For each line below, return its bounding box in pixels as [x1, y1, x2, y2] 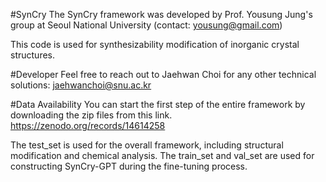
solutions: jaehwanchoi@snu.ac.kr [10, 79, 152, 91]
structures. [10, 49, 55, 61]
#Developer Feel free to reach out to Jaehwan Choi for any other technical [10, 69, 317, 80]
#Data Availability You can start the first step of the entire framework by [10, 99, 306, 110]
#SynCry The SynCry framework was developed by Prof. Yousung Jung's [10, 9, 313, 20]
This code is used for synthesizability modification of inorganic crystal [10, 39, 300, 50]
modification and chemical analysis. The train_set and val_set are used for [10, 150, 315, 161]
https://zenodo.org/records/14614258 [10, 120, 166, 131]
